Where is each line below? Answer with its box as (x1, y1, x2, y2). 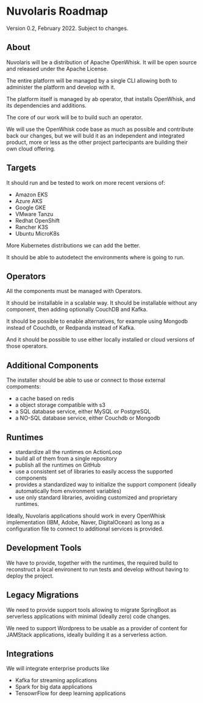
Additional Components (6, 360, 99, 371)
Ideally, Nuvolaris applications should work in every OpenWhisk (6, 512, 166, 519)
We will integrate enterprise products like (6, 665, 110, 672)
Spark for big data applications (15, 683, 93, 691)
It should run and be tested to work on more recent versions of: (6, 179, 166, 186)
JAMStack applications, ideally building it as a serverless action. (6, 631, 168, 638)
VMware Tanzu (15, 210, 54, 218)
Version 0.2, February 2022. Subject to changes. (6, 24, 129, 32)
